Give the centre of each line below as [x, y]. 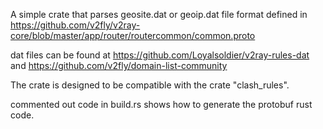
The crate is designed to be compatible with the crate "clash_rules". [150, 85]
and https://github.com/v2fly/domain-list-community [119, 65]
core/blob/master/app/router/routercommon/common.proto [133, 35]
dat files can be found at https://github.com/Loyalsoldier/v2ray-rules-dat [160, 55]
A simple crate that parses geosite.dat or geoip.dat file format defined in [159, 14]
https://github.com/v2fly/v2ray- [75, 25]
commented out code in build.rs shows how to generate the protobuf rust [161, 104]
